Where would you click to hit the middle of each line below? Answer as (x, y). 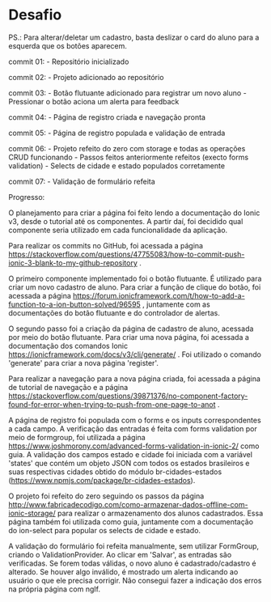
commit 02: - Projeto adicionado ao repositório (86, 77)
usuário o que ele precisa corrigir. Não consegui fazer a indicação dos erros (135, 580)
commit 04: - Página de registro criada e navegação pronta (107, 117)
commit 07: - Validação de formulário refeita (82, 181)
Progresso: (27, 197)
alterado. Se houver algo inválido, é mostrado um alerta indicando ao (123, 571)
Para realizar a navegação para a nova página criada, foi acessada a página (135, 379)
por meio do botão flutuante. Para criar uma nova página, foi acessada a (129, 337)
